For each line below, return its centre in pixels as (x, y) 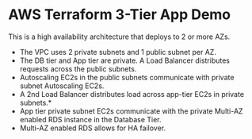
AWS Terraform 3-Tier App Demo (120, 15)
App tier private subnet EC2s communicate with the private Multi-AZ (131, 111)
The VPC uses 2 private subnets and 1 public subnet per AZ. (118, 52)
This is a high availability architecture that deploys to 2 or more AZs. (119, 37)
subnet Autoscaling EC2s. (62, 86)
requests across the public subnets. (78, 68)
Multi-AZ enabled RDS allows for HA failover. (93, 128)
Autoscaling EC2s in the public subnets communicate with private (127, 77)
